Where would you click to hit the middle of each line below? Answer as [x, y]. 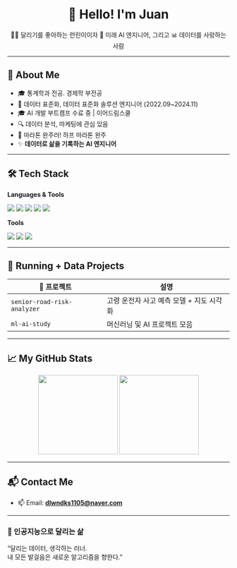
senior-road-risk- [42, 302]
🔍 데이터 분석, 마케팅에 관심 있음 [63, 123]
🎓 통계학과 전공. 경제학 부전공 [60, 93]
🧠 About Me [34, 75]
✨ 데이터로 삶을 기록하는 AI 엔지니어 [67, 143]
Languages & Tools [36, 194]
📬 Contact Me [40, 482]
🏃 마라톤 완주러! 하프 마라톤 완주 [62, 135]
